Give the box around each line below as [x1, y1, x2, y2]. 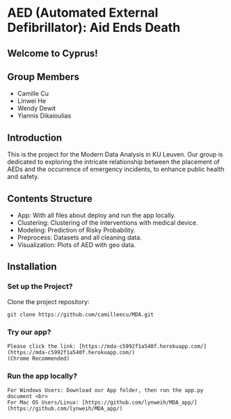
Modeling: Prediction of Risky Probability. [17, 226, 136, 235]
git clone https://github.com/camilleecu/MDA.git [7, 311, 154, 318]
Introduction [7, 132, 63, 143]
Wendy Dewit [17, 104, 56, 113]
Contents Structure [7, 193, 93, 205]
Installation [7, 261, 57, 273]
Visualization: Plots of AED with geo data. [17, 241, 136, 249]
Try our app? [7, 327, 51, 337]
